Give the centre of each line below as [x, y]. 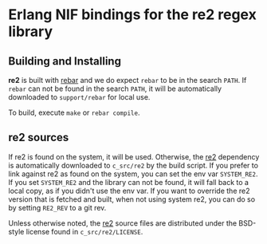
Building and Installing [65, 61]
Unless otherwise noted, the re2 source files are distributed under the [123, 223]
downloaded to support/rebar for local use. [79, 97]
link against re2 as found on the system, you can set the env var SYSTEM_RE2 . [133, 174]
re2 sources [39, 138]
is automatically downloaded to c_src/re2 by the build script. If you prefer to [133, 165]
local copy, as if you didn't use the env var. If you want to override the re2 [129, 191]
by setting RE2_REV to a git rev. [57, 207]
